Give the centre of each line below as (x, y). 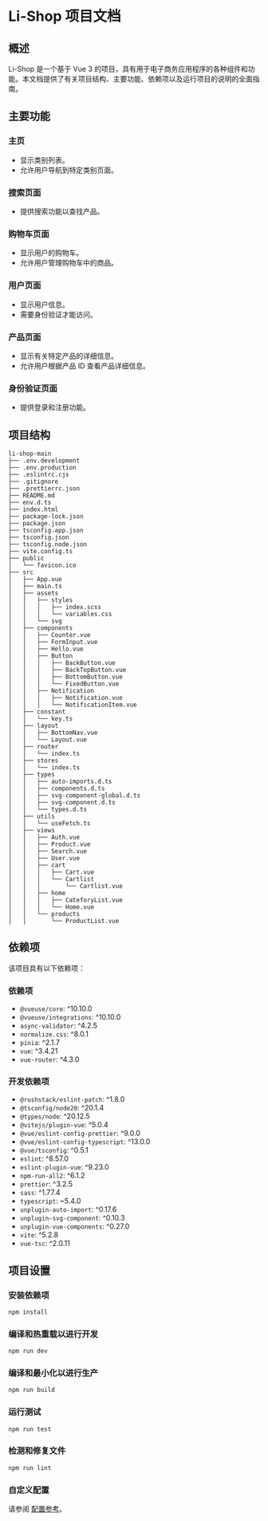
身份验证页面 (33, 388)
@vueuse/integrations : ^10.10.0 (70, 1017)
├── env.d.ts (30, 502)
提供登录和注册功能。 (55, 407)
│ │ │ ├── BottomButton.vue (66, 677)
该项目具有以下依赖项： (47, 968)
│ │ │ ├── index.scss (55, 607)
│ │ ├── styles (41, 600)
